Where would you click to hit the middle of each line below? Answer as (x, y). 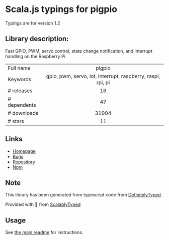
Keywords (20, 79)
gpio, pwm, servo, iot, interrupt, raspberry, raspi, (103, 76)
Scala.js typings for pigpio (61, 9)
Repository (24, 162)
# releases (20, 90)
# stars (16, 121)
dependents (22, 105)
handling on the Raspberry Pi (35, 56)
